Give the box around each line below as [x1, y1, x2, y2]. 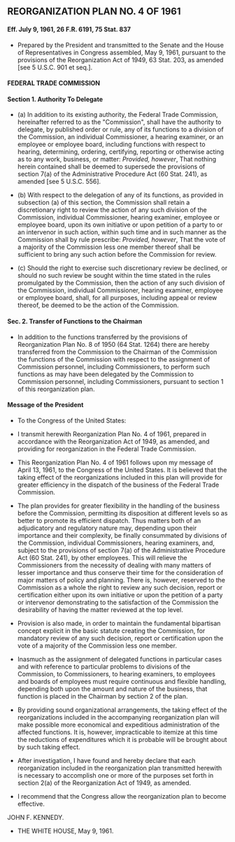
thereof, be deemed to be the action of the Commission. [17, 301, 179, 310]
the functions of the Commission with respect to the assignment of [17, 355, 211, 363]
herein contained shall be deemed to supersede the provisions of [17, 162, 206, 171]
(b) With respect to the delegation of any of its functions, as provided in [17, 191, 224, 199]
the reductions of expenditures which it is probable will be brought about [17, 735, 227, 743]
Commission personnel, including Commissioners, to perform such [17, 362, 211, 371]
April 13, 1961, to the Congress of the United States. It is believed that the [17, 465, 227, 474]
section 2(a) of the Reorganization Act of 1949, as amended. [17, 778, 192, 787]
